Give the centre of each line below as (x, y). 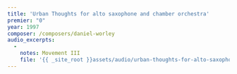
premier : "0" (26, 20)
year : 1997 (23, 27)
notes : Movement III (50, 54)
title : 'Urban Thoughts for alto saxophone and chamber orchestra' (109, 14)
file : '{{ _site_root (51, 60)
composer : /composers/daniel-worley (61, 33)
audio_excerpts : (31, 40)
